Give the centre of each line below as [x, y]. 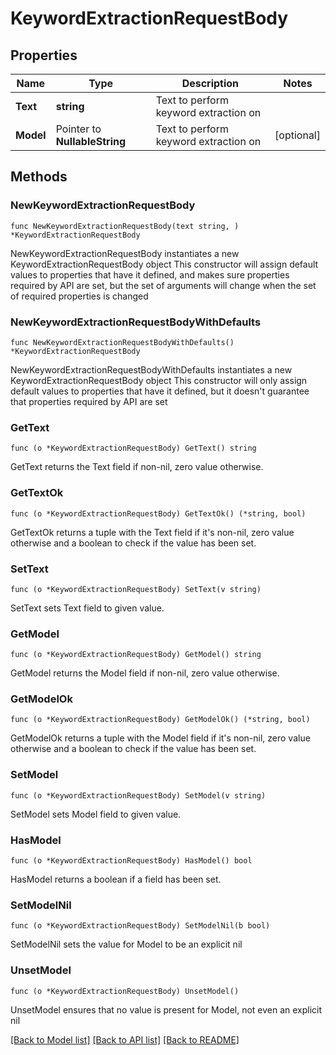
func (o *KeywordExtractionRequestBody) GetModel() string [136, 655]
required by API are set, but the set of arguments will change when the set [163, 285]
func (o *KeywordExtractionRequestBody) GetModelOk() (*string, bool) [160, 720]
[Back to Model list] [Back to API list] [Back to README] [125, 1039]
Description [210, 83]
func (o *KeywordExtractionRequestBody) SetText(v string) [136, 589]
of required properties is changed [79, 296]
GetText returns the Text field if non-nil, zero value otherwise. [137, 467]
